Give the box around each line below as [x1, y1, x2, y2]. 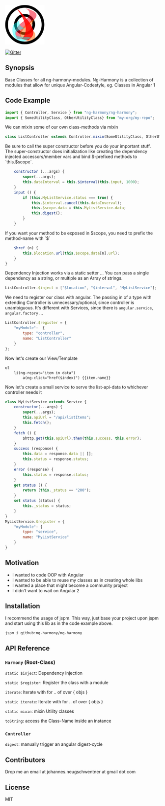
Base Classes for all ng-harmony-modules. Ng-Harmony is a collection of [5, 77, 154, 82]
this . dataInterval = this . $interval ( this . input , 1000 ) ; [23, 180, 139, 185]
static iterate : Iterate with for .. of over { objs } [5, 699, 103, 705]
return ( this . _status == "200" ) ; [23, 488, 91, 493]
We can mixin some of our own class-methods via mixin [5, 124, 118, 130]
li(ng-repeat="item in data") [14, 370, 76, 375]
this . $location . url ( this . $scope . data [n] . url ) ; [23, 251, 120, 256]
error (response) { [14, 467, 54, 472]
